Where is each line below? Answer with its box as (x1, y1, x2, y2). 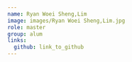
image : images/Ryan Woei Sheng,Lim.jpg (7, 17, 126, 24)
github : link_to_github (13, 43, 84, 51)
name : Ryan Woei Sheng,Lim (7, 10, 87, 18)
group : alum (7, 30, 43, 38)
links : (7, 37, 27, 44)
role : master (7, 24, 46, 31)
